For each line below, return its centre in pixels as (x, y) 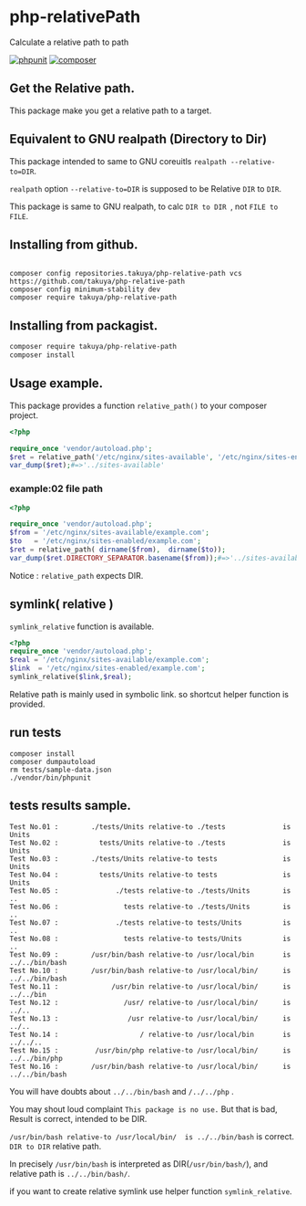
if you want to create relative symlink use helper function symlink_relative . (151, 1191)
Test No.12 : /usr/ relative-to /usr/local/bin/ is (150, 1002)
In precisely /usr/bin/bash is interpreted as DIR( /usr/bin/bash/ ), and (139, 1164)
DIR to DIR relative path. (56, 1146)
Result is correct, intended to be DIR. (78, 1118)
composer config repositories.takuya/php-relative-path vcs (126, 274)
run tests (36, 733)
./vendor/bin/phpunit (51, 778)
